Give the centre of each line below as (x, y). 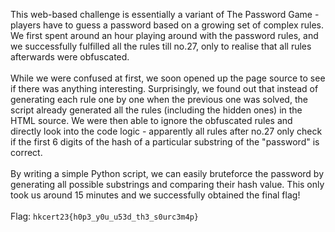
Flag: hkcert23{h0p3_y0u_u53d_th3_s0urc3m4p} (104, 216)
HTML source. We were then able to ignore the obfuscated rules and (151, 120)
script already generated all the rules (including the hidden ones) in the (156, 110)
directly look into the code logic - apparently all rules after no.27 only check (166, 131)
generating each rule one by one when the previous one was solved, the (159, 99)
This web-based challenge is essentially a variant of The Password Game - (165, 14)
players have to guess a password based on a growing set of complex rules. (167, 25)
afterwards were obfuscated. (70, 57)
